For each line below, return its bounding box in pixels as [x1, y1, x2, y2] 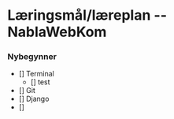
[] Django [18, 94, 50, 104]
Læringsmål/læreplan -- [7, 6, 167, 24]
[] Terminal [18, 69, 54, 79]
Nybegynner [7, 51, 57, 62]
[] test [30, 77, 50, 87]
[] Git [18, 86, 36, 95]
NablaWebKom [7, 23, 107, 41]
